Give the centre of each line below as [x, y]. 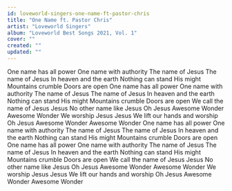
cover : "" [21, 39]
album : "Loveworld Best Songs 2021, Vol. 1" [72, 33]
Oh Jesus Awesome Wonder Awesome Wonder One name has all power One [116, 123]
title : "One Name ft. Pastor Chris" [60, 20]
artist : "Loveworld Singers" [49, 26]
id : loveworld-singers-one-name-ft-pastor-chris [78, 13]
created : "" [24, 46]
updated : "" [24, 52]
